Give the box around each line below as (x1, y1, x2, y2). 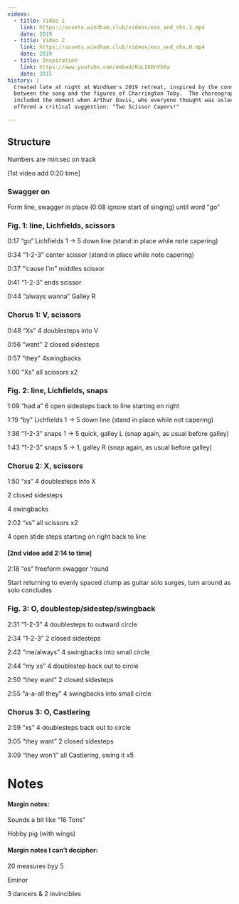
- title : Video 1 (14, 17, 65, 24)
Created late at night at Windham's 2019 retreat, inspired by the (14, 83, 218, 91)
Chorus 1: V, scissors (7, 310, 82, 320)
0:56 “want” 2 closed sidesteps (7, 340, 100, 348)
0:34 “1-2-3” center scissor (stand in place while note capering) (7, 250, 194, 259)
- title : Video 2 (14, 37, 65, 44)
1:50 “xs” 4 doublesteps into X (7, 477, 96, 486)
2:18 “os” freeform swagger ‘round (7, 564, 109, 573)
